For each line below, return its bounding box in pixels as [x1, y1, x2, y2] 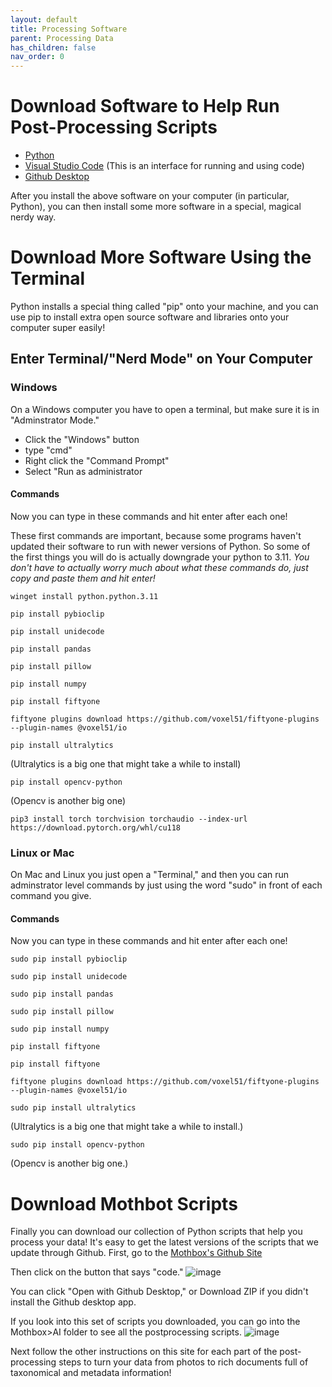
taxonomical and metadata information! [10, 1367, 172, 1379]
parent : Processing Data [10, 33, 114, 43]
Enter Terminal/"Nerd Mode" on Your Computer [10, 351, 313, 368]
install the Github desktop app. [10, 1296, 137, 1308]
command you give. [10, 890, 92, 902]
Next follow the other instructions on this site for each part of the [10, 1346, 278, 1358]
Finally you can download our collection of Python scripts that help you [10, 1226, 303, 1238]
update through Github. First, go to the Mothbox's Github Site [10, 1247, 263, 1259]
